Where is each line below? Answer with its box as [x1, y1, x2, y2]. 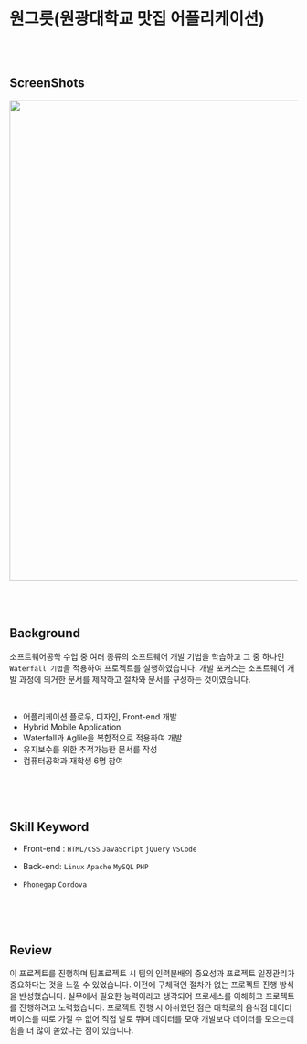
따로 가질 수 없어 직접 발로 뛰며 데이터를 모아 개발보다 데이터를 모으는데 [40, 1014, 295, 1025]
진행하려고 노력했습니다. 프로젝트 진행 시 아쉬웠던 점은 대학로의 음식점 [18, 1002, 268, 1013]
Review [9, 943, 53, 958]
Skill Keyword [9, 819, 90, 835]
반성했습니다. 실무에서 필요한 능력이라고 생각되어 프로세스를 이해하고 [18, 991, 263, 1002]
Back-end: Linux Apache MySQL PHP [22, 861, 149, 872]
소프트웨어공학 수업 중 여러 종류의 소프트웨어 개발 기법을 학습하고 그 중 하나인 [9, 651, 285, 662]
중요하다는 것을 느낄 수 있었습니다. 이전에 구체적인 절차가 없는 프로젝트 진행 [9, 979, 278, 990]
